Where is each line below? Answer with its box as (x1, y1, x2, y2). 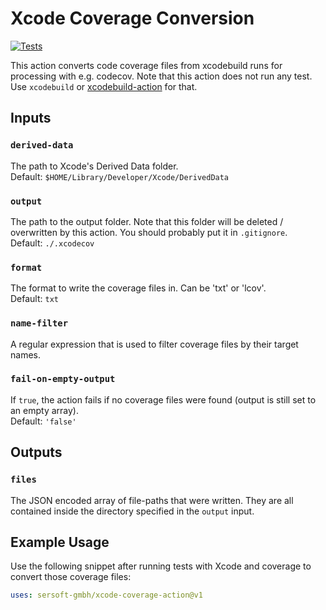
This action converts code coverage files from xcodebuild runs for (10, 59, 283, 71)
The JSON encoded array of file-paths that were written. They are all (10, 494, 294, 506)
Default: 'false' (10, 415, 77, 427)
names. (10, 348, 41, 361)
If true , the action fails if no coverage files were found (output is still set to (10, 393, 317, 406)
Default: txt (10, 293, 59, 305)
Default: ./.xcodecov (10, 237, 95, 249)
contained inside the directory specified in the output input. (10, 505, 255, 517)
